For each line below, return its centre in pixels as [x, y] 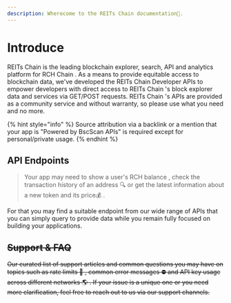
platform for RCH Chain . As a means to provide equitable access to [103, 74]
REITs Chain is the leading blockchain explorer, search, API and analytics [110, 67]
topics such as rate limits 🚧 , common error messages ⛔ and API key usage [114, 272]
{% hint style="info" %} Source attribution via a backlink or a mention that [112, 124]
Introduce [36, 47]
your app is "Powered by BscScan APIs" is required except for [96, 131]
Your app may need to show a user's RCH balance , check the [112, 177]
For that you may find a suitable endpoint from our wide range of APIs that [113, 211]
